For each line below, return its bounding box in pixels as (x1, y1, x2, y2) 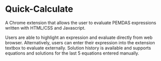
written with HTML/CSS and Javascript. (5, 25, 85, 30)
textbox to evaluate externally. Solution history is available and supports (5, 45, 152, 51)
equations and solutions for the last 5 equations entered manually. (5, 50, 139, 56)
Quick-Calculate (5, 3, 73, 15)
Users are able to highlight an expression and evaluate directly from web (5, 34, 153, 40)
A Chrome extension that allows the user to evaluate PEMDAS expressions (5, 20, 157, 26)
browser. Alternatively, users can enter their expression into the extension (5, 39, 156, 45)
